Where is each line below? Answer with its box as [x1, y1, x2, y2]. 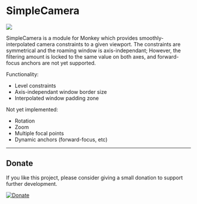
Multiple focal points [14, 130, 64, 137]
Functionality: [6, 70, 39, 77]
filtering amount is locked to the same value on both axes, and [6, 53, 157, 60]
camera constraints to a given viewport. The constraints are [36, 40, 181, 47]
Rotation [14, 117, 35, 124]
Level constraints [14, 82, 56, 89]
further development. [6, 180, 57, 187]
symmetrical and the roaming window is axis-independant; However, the [6, 47, 181, 54]
